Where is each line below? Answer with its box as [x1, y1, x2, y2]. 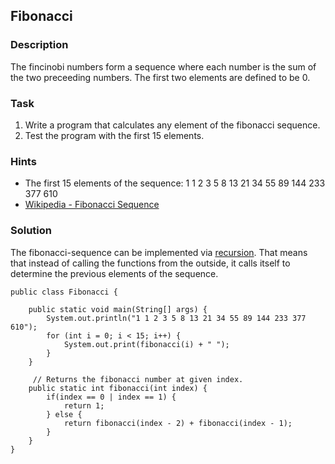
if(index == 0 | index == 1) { [46, 392, 177, 402]
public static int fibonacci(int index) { [28, 383, 208, 393]
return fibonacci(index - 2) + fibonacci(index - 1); [63, 418, 293, 428]
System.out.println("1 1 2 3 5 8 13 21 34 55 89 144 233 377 [46, 313, 307, 323]
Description [10, 38, 69, 52]
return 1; [63, 400, 105, 411]
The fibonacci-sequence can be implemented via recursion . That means [10, 246, 308, 258]
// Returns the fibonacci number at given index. [32, 374, 244, 384]
